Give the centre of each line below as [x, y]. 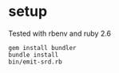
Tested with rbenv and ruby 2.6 [60, 33]
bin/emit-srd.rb [35, 62]
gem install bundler [43, 48]
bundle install [34, 55]
